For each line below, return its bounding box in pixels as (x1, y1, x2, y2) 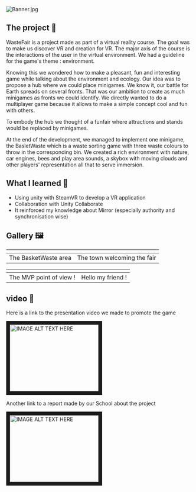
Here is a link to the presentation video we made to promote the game (6, 309, 176, 316)
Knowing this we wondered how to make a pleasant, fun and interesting (6, 69, 180, 76)
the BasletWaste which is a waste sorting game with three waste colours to (6, 142, 189, 149)
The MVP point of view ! (9, 274, 76, 282)
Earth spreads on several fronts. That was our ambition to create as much (6, 88, 185, 95)
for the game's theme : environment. (6, 57, 95, 65)
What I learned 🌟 (6, 178, 68, 188)
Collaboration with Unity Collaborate (14, 200, 103, 207)
